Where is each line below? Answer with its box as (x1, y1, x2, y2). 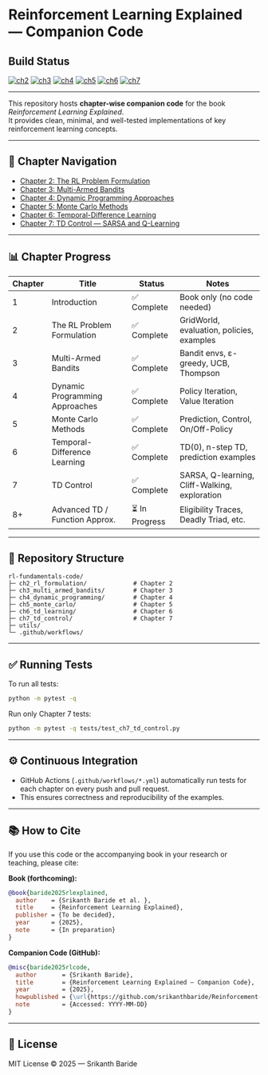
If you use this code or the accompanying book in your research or (8, 849, 227, 859)
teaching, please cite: (8, 857, 79, 867)
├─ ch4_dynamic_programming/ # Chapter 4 (8, 593, 173, 601)
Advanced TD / (51, 504, 108, 515)
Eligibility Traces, (179, 504, 243, 515)
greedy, (179, 358, 209, 369)
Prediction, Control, (179, 414, 252, 425)
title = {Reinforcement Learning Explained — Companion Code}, (15, 978, 255, 986)
